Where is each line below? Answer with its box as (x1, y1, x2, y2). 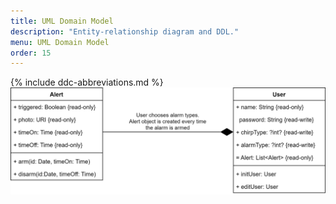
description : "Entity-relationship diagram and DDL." (10, 26, 240, 37)
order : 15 (10, 48, 52, 58)
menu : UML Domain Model (10, 37, 110, 47)
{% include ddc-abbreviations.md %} (10, 76, 164, 89)
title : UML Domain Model (10, 16, 114, 26)
